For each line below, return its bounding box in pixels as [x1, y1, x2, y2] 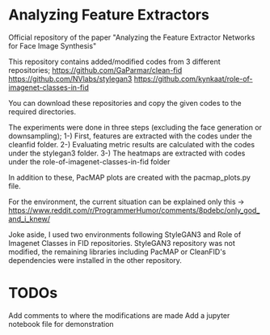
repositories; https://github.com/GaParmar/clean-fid [8, 65, 183, 74]
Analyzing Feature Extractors [8, 6, 210, 24]
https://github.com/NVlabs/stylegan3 [8, 74, 133, 83]
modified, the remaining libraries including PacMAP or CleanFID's [8, 247, 226, 257]
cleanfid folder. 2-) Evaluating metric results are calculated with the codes [8, 139, 255, 149]
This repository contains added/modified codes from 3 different [8, 57, 221, 66]
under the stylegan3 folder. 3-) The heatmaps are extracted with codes [8, 148, 246, 158]
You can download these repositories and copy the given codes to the [8, 98, 242, 108]
